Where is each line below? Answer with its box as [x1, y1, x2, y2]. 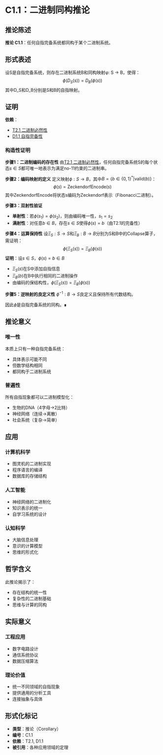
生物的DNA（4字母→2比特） [12, 405, 70, 411]
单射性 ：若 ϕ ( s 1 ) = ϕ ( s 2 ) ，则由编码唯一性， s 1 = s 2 [12, 213, 113, 220]
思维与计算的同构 [12, 602, 47, 608]
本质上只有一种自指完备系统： [5, 345, 65, 351]
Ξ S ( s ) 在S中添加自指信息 [12, 266, 60, 273]
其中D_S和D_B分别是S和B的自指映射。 [5, 87, 82, 93]
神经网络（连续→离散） [12, 411, 60, 416]
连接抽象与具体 [12, 696, 43, 702]
